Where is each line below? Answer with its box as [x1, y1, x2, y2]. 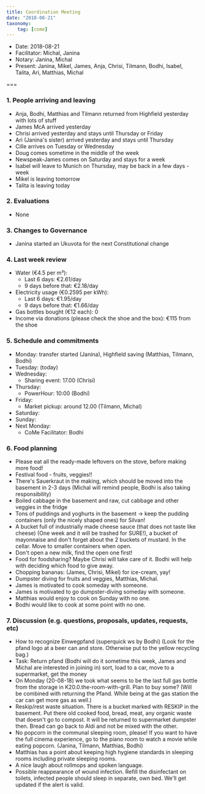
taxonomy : [6, 20, 32, 26]
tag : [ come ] [17, 26, 48, 32]
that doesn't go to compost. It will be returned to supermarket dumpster [15, 716, 197, 724]
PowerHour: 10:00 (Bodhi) [24, 390, 90, 397]
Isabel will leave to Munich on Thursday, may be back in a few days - [15, 162, 190, 169]
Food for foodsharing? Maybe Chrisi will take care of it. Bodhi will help [15, 556, 192, 563]
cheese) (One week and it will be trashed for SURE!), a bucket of [15, 529, 178, 537]
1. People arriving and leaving [6, 96, 96, 105]
